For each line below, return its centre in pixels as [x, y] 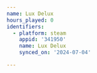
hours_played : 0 [30, 20]
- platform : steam [40, 33]
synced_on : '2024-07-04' [55, 53]
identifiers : [25, 26]
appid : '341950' [43, 40]
